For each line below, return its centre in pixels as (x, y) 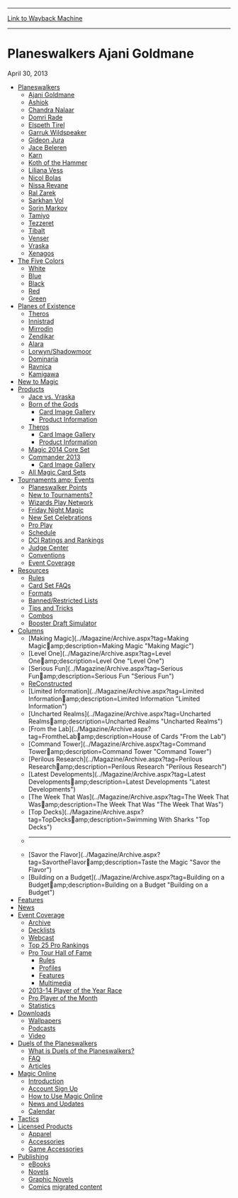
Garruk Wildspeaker (57, 132)
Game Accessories (56, 1149)
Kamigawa (44, 374)
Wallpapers (45, 1020)
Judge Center (48, 547)
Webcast (41, 937)
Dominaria (43, 359)
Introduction (46, 1081)
